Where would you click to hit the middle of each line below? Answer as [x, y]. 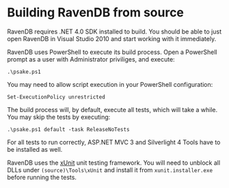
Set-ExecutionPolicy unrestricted [56, 97]
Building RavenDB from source [96, 13]
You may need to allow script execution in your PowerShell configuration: [110, 84]
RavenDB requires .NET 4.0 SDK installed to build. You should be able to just [114, 31]
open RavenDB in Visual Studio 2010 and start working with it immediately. [112, 38]
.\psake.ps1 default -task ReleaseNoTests [68, 129]
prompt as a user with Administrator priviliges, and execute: [91, 59]
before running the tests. [42, 177]
